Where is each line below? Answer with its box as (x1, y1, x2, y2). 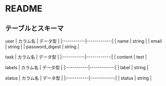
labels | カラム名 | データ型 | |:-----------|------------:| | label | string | (5, 65, 149, 70)
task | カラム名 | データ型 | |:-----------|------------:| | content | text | (5, 54, 147, 60)
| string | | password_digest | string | (5, 44, 80, 50)
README (5, 3, 43, 14)
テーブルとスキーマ (5, 24, 64, 32)
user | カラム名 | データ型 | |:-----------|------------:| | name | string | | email (5, 38, 162, 44)
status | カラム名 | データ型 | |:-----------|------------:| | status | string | (5, 75, 152, 81)
